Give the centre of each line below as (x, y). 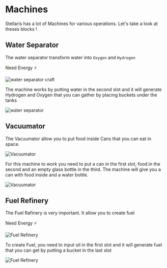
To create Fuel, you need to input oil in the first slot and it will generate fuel (83, 245)
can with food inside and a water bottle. (47, 174)
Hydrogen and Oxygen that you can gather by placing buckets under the (81, 95)
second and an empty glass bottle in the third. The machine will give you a (83, 169)
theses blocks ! (21, 29)
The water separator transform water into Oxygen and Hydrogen (71, 57)
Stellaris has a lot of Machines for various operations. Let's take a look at (81, 24)
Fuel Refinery (27, 200)
